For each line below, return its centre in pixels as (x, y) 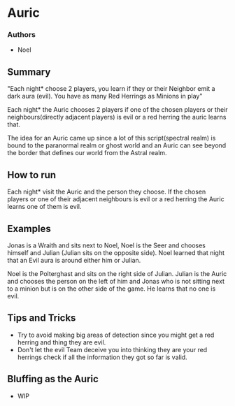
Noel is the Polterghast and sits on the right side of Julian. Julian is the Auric (117, 273)
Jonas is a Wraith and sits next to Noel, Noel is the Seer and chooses (107, 245)
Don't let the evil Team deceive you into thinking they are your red (112, 349)
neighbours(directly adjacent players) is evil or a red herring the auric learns (117, 117)
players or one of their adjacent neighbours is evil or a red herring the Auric (116, 199)
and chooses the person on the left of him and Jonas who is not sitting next (116, 281)
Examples (29, 229)
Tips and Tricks (42, 318)
